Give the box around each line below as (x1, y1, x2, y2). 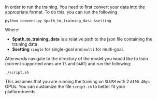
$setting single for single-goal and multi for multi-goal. (12, 47, 124, 52)
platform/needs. (5, 89, 37, 94)
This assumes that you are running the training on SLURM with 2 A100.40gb (5, 79, 150, 84)
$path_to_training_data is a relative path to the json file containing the (12, 36, 153, 42)
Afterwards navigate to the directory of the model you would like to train (5, 56, 148, 62)
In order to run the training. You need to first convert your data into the (5, 4, 145, 10)
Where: (5, 27, 20, 33)
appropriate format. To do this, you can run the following (5, 9, 117, 15)
